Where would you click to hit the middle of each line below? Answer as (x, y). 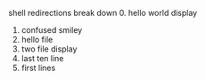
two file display (49, 49)
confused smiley (52, 30)
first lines (38, 68)
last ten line (42, 58)
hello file (37, 40)
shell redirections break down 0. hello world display (103, 13)
